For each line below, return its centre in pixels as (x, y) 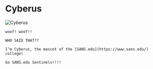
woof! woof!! (19, 31)
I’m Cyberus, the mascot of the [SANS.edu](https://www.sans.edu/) (77, 49)
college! (14, 53)
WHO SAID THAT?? (22, 40)
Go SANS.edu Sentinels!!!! (33, 62)
